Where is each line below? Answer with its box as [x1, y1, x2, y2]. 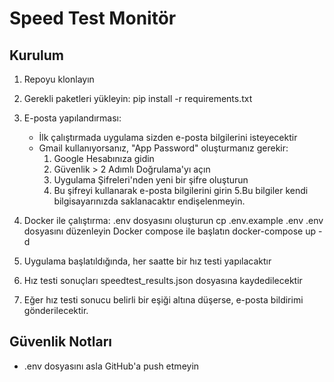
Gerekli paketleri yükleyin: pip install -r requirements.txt [23, 93, 253, 104]
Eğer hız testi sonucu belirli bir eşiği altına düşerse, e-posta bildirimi [23, 294, 304, 306]
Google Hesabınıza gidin [53, 153, 155, 164]
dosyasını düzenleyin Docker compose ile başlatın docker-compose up [23, 225, 316, 237]
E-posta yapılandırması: [23, 112, 122, 124]
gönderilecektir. [23, 305, 89, 316]
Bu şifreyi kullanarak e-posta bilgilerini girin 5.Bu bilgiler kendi [53, 185, 309, 196]
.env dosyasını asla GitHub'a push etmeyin [23, 360, 200, 372]
